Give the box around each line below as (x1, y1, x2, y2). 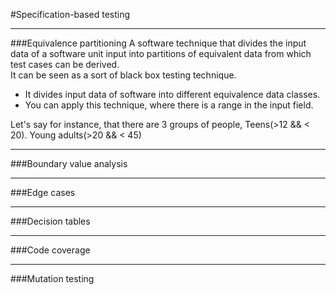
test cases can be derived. (10, 59, 120, 70)
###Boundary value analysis (10, 158, 128, 169)
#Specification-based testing (10, 9, 131, 20)
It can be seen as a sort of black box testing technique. (10, 69, 237, 81)
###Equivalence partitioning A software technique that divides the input (10, 37, 307, 49)
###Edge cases (10, 187, 76, 198)
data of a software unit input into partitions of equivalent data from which (10, 48, 312, 59)
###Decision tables (10, 215, 91, 227)
